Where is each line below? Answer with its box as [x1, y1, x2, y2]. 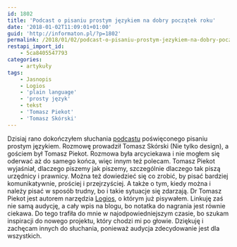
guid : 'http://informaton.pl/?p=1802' [7, 30, 121, 37]
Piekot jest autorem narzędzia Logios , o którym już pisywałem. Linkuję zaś [7, 194, 224, 203]
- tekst [20, 102, 42, 109]
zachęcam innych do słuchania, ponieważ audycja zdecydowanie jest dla [7, 224, 220, 232]
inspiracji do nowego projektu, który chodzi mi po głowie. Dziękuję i [7, 216, 204, 225]
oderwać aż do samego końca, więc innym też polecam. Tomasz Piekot [7, 156, 215, 165]
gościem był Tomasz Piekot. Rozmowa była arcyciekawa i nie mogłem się [7, 149, 220, 158]
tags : [7, 69, 23, 76]
